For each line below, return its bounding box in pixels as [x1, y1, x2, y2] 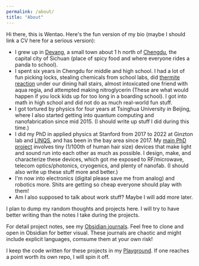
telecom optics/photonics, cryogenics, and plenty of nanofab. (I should [14, 161, 189, 169]
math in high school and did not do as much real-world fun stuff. [14, 99, 172, 106]
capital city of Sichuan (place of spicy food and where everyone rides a [14, 55, 190, 62]
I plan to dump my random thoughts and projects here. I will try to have [6, 205, 179, 212]
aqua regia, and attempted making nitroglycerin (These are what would [14, 86, 189, 93]
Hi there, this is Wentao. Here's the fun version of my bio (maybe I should [6, 30, 186, 37]
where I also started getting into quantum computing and [14, 111, 154, 119]
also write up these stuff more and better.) [14, 168, 118, 175]
